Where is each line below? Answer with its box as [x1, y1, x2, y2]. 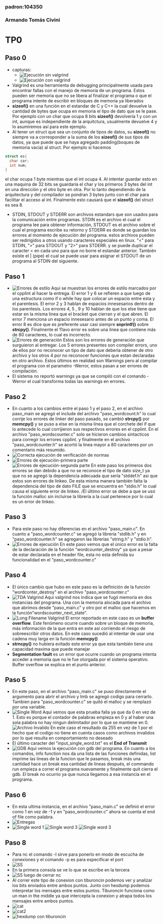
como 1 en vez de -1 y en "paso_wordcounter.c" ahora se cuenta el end [12, 809, 155, 815]
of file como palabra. [12, 814, 54, 820]
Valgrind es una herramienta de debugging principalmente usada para [12, 82, 153, 88]
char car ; [9, 158, 29, 163]
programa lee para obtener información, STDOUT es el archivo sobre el [12, 222, 156, 228]
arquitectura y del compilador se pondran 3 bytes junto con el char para [5, 192, 149, 198]
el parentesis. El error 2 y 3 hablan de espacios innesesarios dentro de [12, 301, 154, 307]
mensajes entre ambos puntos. [12, 898, 74, 904]
